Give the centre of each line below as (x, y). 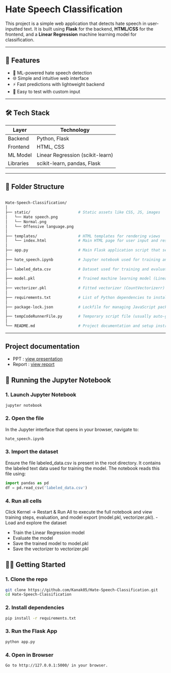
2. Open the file (25, 418)
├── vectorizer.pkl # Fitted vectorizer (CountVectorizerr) (85, 288)
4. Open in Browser (29, 655)
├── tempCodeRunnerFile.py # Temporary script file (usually (78, 317)
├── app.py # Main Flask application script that (83, 250)
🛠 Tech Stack (27, 113)
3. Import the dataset (32, 452)
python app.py (20, 642)
